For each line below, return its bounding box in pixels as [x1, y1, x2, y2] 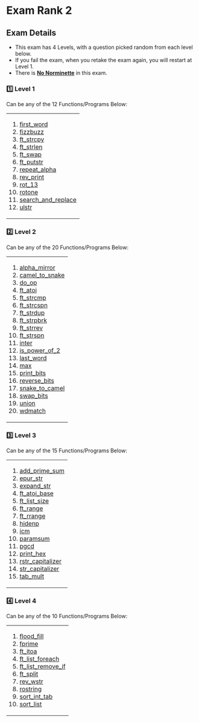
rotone [19, 188, 38, 197]
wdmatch [19, 407, 46, 415]
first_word [19, 120, 48, 128]
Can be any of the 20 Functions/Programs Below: [6, 244, 128, 251]
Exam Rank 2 [6, 4, 72, 17]
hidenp [19, 519, 39, 528]
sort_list [19, 700, 42, 709]
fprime [19, 640, 39, 648]
